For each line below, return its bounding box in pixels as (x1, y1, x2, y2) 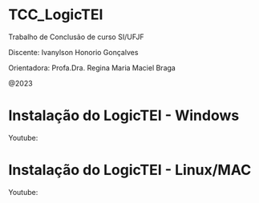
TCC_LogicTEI (8, 6, 103, 24)
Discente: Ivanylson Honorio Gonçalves (8, 47, 139, 57)
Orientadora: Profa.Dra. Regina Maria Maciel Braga (8, 62, 176, 73)
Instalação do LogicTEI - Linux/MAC (8, 161, 252, 179)
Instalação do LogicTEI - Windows (8, 106, 240, 125)
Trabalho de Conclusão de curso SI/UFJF (8, 32, 144, 42)
